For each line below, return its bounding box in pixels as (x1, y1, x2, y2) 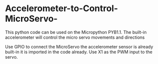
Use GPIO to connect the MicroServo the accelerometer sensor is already (5, 44, 153, 49)
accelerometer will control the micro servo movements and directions (5, 34, 145, 40)
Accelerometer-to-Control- (5, 3, 118, 14)
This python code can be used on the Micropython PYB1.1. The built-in (5, 29, 147, 35)
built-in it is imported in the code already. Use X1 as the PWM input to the (5, 49, 153, 55)
